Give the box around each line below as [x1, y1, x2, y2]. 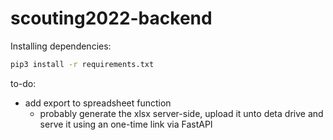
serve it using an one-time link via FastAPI [39, 118, 213, 130]
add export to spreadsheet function [24, 97, 172, 109]
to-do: [10, 77, 37, 89]
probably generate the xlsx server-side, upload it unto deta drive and [39, 107, 324, 119]
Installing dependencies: [10, 40, 112, 52]
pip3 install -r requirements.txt [10, 59, 155, 69]
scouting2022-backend [10, 7, 213, 30]
